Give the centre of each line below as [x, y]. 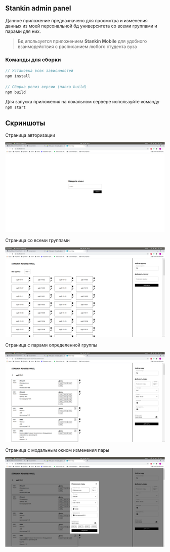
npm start [16, 108]
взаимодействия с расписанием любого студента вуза [77, 46]
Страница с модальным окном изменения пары [57, 450]
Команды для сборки [33, 59]
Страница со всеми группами [37, 240]
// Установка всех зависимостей [39, 71]
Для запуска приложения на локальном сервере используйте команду [82, 102]
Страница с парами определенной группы [51, 345]
